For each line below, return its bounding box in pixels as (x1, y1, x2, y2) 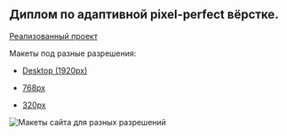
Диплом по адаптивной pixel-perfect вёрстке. (9, 7, 279, 22)
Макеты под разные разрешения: (9, 48, 137, 59)
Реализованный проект (9, 30, 98, 41)
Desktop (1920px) (21, 65, 88, 76)
